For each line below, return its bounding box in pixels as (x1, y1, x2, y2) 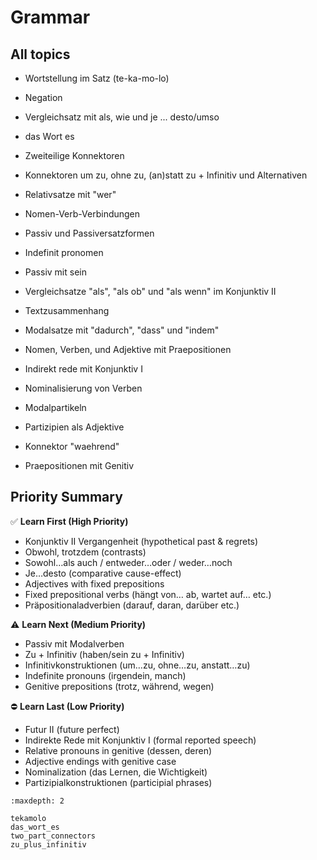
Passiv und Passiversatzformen (24, 227, 155, 239)
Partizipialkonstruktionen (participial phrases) (24, 776, 213, 788)
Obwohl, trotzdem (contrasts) (24, 546, 147, 558)
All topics (10, 46, 71, 63)
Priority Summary (10, 489, 123, 506)
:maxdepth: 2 (10, 796, 65, 806)
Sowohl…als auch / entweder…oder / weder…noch (24, 556, 233, 568)
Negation (24, 92, 63, 103)
